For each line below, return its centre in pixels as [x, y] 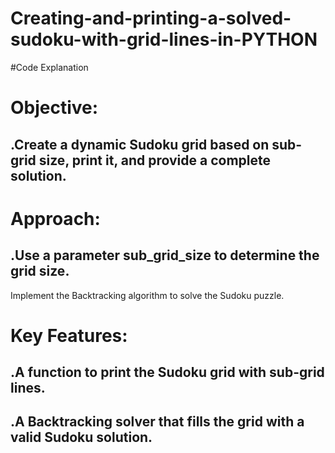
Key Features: [69, 335]
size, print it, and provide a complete [155, 160]
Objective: [54, 108]
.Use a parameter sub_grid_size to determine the [165, 255]
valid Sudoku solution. [81, 437]
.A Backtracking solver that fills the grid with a [157, 422]
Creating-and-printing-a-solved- [151, 18]
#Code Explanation [49, 67]
